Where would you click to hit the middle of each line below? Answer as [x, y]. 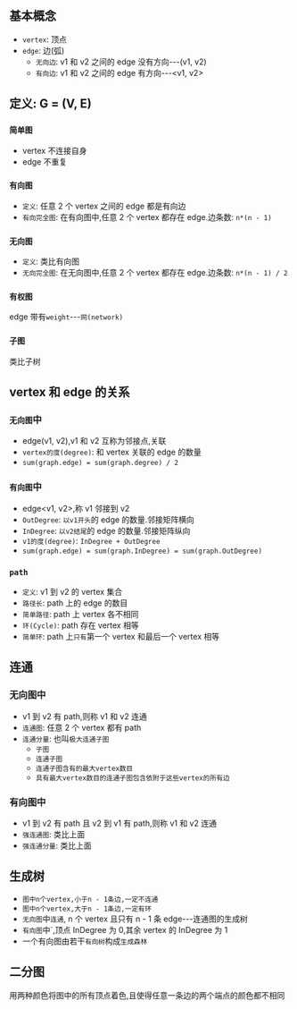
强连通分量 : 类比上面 [57, 845]
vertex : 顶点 [44, 39]
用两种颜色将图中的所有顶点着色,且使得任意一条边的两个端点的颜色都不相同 [147, 995]
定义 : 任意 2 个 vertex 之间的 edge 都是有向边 [104, 206]
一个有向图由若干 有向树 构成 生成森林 [85, 941]
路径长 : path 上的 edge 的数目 [75, 603]
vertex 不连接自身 [54, 150]
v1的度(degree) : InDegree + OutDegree [91, 540]
